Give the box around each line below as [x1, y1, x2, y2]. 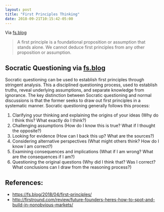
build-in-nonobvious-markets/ [12, 202, 73, 208]
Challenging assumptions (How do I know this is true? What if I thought [12, 123, 156, 129]
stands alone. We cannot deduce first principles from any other [17, 45, 145, 50]
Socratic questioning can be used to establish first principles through [5, 77, 144, 83]
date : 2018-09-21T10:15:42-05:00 [5, 16, 73, 21]
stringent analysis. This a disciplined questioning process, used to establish [5, 82, 158, 88]
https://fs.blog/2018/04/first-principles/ [12, 191, 92, 197]
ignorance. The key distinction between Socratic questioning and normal [5, 93, 152, 98]
